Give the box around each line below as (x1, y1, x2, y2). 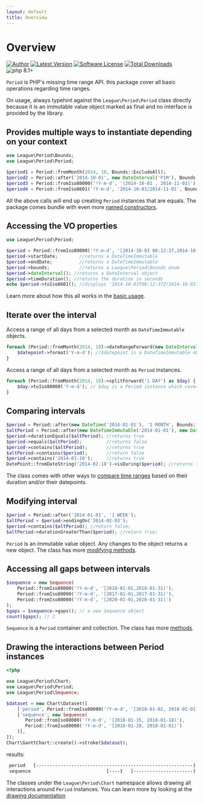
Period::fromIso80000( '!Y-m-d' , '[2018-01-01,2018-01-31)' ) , (17, 586, 174, 592)
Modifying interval (6, 496, 77, 506)
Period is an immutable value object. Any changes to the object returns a (6, 540, 187, 547)
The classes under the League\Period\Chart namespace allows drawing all (6, 779, 192, 786)
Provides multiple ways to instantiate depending (6, 127, 192, 137)
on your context (6, 137, 68, 147)
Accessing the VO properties (6, 221, 118, 231)
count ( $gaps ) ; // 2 (6, 613, 56, 619)
